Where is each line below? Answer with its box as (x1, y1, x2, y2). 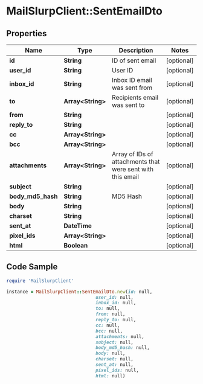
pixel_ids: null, (95, 367, 139, 373)
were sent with (111, 165, 154, 173)
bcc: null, (95, 328, 123, 334)
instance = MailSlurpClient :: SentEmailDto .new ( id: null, (6, 289, 153, 295)
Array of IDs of (111, 150, 153, 158)
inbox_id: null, (95, 300, 137, 306)
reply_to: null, (95, 317, 137, 323)
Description (118, 46, 153, 54)
